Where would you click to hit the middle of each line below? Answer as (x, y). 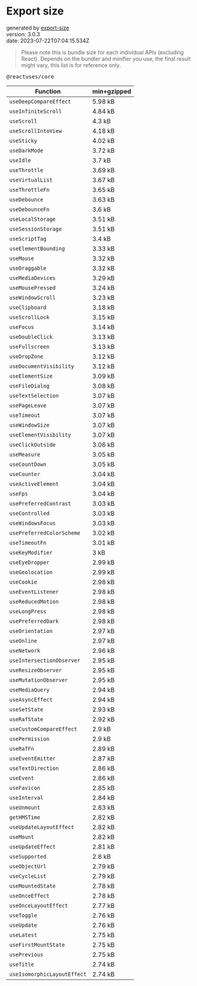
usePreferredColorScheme (45, 533)
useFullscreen (30, 346)
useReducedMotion (34, 601)
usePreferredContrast (40, 503)
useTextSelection (34, 396)
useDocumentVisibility (42, 366)
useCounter (25, 474)
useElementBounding (37, 248)
